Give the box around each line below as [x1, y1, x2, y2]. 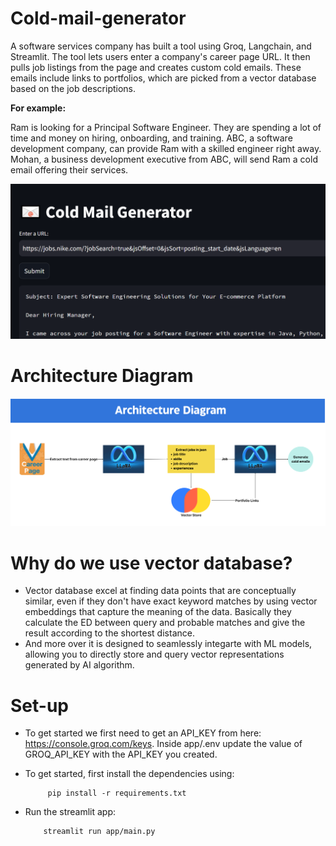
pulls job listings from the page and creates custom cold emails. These [10, 61, 302, 73]
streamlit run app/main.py [43, 827, 156, 837]
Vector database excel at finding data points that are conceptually [24, 585, 297, 597]
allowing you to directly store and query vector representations [24, 648, 285, 661]
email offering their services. [10, 163, 129, 176]
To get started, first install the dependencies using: [24, 768, 235, 780]
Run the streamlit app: [24, 806, 117, 818]
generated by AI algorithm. [24, 659, 135, 671]
